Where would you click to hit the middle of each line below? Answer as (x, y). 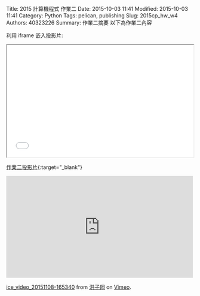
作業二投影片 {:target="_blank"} (44, 167)
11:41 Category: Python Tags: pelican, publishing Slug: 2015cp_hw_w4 (92, 16)
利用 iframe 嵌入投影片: (35, 35)
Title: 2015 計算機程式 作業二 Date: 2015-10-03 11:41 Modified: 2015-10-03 (97, 9)
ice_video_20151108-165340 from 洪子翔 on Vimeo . (69, 287)
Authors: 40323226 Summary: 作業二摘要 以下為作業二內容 (79, 22)
